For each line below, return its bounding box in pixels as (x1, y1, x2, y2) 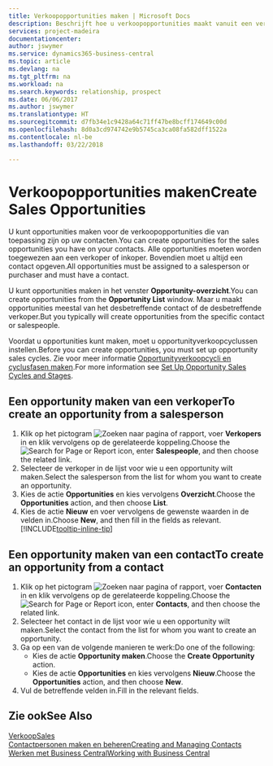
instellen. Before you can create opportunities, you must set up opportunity (8, 345, 258, 355)
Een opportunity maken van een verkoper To (8, 394, 236, 408)
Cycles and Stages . (8, 371, 74, 381)
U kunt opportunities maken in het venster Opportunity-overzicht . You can (8, 286, 258, 295)
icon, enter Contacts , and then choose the (117, 599, 261, 609)
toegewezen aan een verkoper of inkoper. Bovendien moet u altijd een (8, 253, 244, 263)
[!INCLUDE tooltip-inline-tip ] (19, 524, 113, 534)
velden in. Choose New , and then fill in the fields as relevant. (19, 515, 222, 525)
